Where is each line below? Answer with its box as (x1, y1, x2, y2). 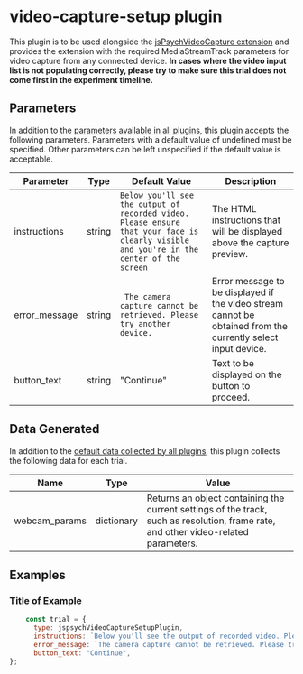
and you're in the (120, 244, 199, 254)
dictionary (95, 514, 138, 527)
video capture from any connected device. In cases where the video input (9, 55, 287, 66)
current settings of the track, (146, 503, 268, 515)
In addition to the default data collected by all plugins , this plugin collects (9, 445, 280, 457)
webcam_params (14, 514, 87, 527)
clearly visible (120, 235, 189, 245)
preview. (211, 247, 249, 260)
